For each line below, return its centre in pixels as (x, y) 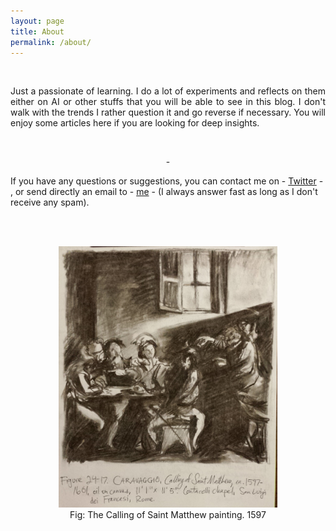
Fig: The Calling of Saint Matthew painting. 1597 (168, 514)
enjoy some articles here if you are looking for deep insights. (135, 123)
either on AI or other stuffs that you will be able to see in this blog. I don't (168, 102)
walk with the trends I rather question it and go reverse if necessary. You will (168, 112)
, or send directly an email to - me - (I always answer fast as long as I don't (164, 192)
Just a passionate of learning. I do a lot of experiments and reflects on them (168, 91)
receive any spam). (50, 202)
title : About (37, 31)
